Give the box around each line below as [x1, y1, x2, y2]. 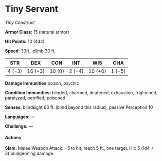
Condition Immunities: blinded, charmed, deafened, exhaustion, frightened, [5, 89, 158, 96]
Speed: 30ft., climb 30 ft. [5, 48, 56, 54]
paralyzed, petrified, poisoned [5, 95, 66, 101]
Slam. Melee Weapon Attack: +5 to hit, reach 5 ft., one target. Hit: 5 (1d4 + [5, 145, 154, 151]
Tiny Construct [5, 20, 35, 25]
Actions [5, 134, 21, 140]
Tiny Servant [5, 3, 58, 15]
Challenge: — [5, 123, 33, 129]
